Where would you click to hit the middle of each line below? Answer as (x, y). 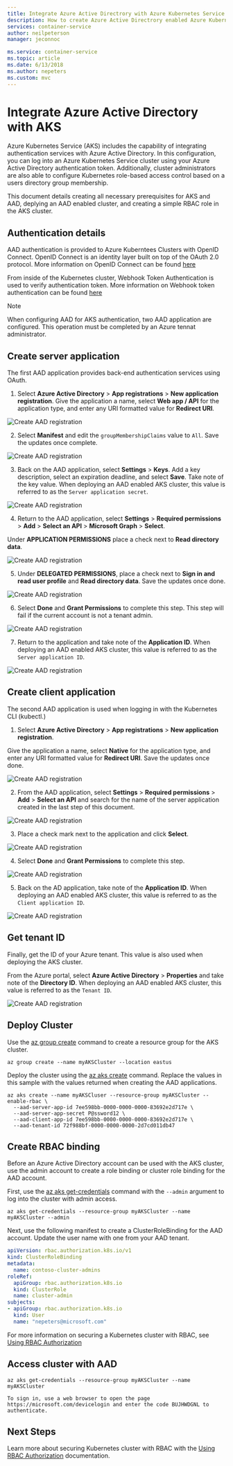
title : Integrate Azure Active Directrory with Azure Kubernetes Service (116, 14)
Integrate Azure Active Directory (103, 112)
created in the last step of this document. (76, 807)
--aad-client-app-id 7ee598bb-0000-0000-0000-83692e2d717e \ (104, 1119)
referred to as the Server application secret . (83, 492)
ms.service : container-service (52, 52)
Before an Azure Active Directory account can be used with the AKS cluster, (115, 1163)
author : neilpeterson (38, 33)
